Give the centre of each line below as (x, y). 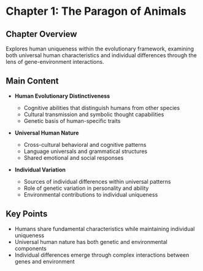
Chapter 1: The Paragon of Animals (96, 11)
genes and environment (44, 261)
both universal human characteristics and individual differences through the (101, 55)
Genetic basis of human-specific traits (72, 120)
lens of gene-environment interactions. (55, 62)
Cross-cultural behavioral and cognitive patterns (85, 144)
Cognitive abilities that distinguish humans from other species (102, 108)
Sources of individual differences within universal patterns (97, 181)
